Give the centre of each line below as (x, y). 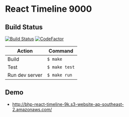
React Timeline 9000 (48, 9)
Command (61, 51)
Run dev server (25, 75)
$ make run (60, 75)
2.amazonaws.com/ (32, 109)
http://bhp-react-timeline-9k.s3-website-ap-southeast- (68, 104)
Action (25, 51)
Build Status (24, 27)
